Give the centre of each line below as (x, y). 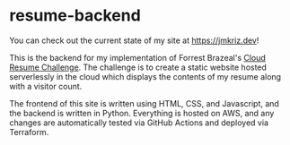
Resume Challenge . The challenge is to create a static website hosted (138, 67)
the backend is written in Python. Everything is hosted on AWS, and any (142, 113)
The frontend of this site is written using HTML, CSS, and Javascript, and (145, 103)
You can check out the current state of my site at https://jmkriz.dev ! (134, 40)
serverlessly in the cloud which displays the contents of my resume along (145, 76)
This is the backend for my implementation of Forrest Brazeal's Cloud (138, 57)
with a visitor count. (46, 86)
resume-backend (75, 16)
